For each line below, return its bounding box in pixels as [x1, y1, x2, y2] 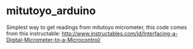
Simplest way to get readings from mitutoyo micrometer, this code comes [6, 24, 188, 31]
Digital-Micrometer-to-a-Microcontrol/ [6, 36, 101, 43]
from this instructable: [6, 30, 61, 37]
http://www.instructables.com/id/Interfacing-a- [62, 30, 178, 37]
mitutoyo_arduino [6, 4, 96, 18]
